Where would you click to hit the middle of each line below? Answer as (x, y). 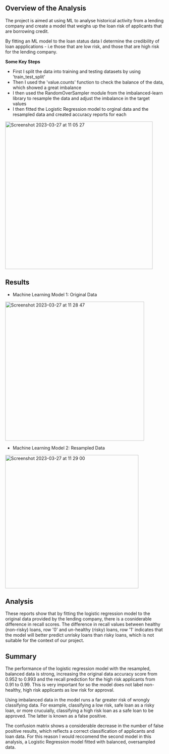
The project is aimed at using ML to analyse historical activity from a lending (84, 20)
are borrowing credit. (27, 31)
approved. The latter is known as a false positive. (56, 716)
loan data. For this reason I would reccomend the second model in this (78, 737)
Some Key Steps (23, 61)
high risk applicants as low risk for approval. (68, 690)
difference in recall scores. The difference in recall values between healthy (83, 625)
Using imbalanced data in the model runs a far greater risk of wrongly (77, 700)
